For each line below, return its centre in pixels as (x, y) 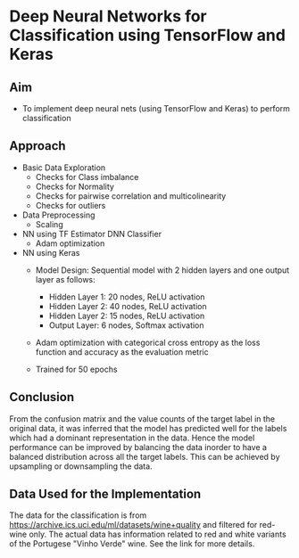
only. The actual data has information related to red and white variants (158, 534)
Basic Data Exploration (64, 168)
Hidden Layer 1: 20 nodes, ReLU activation (127, 297)
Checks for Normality (75, 186)
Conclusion (42, 397)
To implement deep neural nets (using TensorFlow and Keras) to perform (156, 108)
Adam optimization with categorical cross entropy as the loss (148, 342)
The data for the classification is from (78, 515)
